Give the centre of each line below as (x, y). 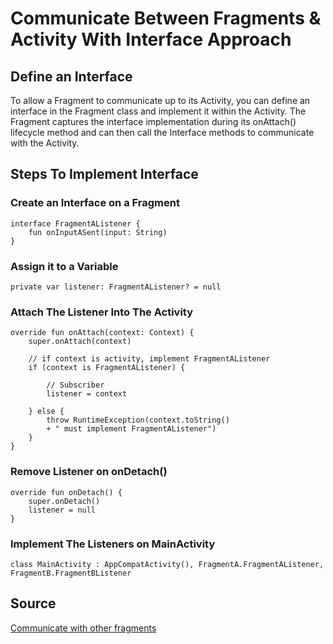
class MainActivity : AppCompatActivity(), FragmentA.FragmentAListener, (167, 564)
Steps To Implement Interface (104, 174)
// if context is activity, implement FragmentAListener (149, 359)
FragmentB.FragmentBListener (71, 573)
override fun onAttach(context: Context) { (102, 333)
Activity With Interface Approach (151, 39)
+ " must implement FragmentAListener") (131, 429)
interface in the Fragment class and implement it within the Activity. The (158, 111)
